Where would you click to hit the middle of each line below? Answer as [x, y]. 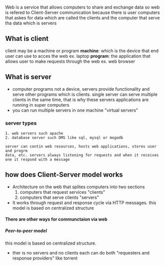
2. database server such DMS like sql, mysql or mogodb [64, 137]
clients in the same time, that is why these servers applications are [81, 100]
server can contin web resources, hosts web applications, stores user [81, 146]
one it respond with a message [38, 159]
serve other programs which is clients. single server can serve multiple [85, 94]
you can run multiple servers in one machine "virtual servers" [75, 110]
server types [21, 123]
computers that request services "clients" [62, 192]
